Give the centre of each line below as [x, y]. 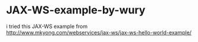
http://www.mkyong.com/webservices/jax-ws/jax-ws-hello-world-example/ [99, 32]
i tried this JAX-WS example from [47, 26]
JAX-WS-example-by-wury [76, 10]
